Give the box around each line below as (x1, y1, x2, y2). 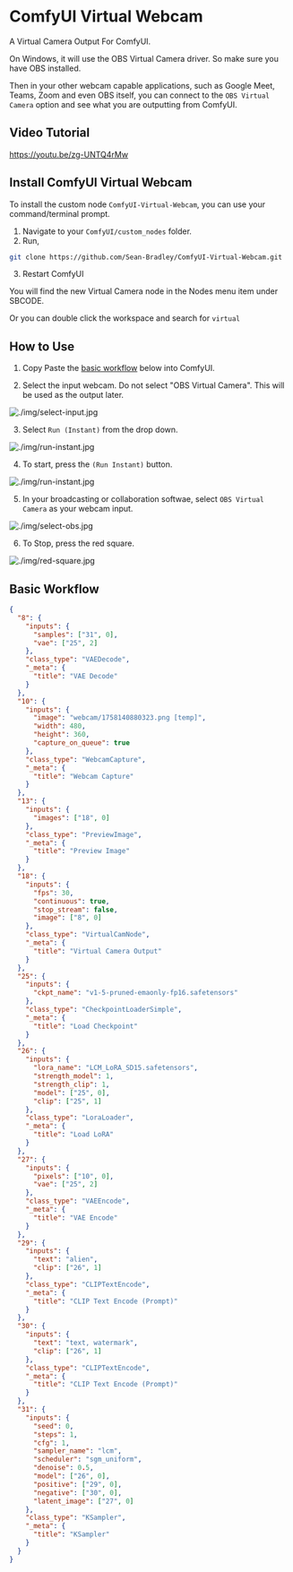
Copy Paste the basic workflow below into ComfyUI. (22, 363, 215, 374)
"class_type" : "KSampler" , (25, 1513, 126, 1523)
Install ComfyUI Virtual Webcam (9, 175, 193, 190)
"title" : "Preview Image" (32, 847, 130, 856)
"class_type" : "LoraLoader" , (25, 1113, 134, 1122)
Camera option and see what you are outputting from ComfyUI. (9, 99, 237, 109)
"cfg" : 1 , (32, 1438, 70, 1447)
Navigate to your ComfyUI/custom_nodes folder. (22, 226, 193, 237)
